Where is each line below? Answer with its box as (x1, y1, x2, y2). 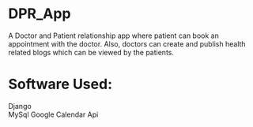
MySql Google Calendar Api (8, 110, 99, 119)
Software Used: (8, 76, 113, 93)
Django (8, 101, 32, 110)
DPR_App (8, 5, 71, 23)
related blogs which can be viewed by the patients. (8, 47, 175, 57)
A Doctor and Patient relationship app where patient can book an (8, 31, 219, 40)
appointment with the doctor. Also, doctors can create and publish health (8, 39, 247, 48)
